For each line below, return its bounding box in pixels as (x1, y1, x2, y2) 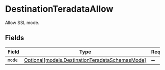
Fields (5, 34, 25, 42)
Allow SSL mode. (5, 20, 40, 25)
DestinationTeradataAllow (5, 3, 114, 15)
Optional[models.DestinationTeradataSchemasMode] (24, 56, 146, 63)
